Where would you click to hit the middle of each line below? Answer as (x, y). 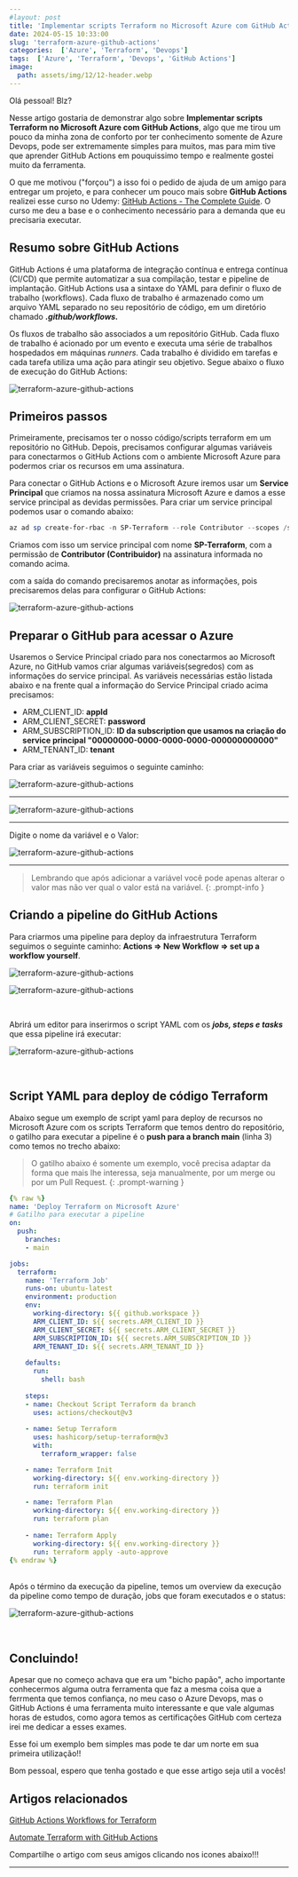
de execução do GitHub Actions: (68, 371)
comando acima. (40, 564)
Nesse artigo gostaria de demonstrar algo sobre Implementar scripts (136, 117)
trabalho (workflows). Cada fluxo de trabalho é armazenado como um (137, 298)
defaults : (43, 1363)
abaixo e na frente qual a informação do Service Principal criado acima (139, 686)
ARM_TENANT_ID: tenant (68, 750)
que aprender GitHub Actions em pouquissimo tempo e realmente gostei (141, 155)
